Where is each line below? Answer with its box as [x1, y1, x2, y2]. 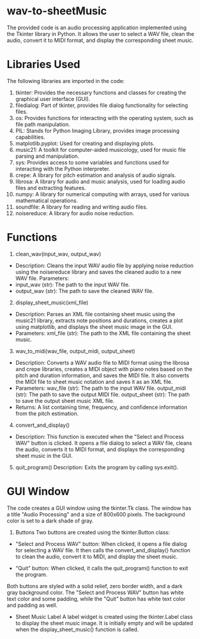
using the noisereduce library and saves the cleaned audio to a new [15, 268, 182, 276]
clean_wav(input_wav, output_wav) [15, 250, 102, 258]
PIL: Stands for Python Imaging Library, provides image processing [15, 127, 180, 134]
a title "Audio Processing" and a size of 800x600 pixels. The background [7, 510, 185, 518]
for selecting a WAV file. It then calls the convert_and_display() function [15, 546, 191, 554]
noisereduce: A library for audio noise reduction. [15, 209, 135, 216]
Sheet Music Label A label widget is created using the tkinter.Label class [15, 613, 193, 620]
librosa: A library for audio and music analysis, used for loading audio [15, 178, 186, 185]
